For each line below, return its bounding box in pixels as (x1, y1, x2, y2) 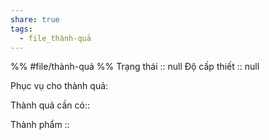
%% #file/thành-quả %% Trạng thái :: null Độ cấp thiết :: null (10, 61, 260, 73)
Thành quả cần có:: (10, 99, 90, 111)
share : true (10, 14, 60, 25)
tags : (10, 24, 33, 34)
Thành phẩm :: (10, 119, 70, 131)
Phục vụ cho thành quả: (10, 80, 109, 92)
